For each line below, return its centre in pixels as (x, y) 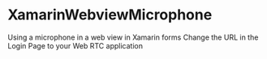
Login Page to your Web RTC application (75, 45)
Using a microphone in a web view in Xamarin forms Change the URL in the (133, 37)
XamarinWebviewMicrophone (110, 15)
